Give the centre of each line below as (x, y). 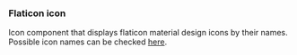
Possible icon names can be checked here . (88, 42)
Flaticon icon (37, 13)
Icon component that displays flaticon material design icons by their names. (148, 33)
